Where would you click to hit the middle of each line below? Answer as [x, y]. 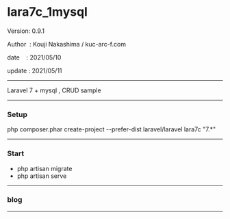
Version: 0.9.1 [26, 31]
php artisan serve [42, 176]
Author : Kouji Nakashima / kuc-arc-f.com [67, 44]
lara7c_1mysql [47, 12]
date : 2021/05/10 [34, 57]
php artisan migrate [44, 168]
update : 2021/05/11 [35, 70]
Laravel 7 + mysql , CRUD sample [54, 90]
